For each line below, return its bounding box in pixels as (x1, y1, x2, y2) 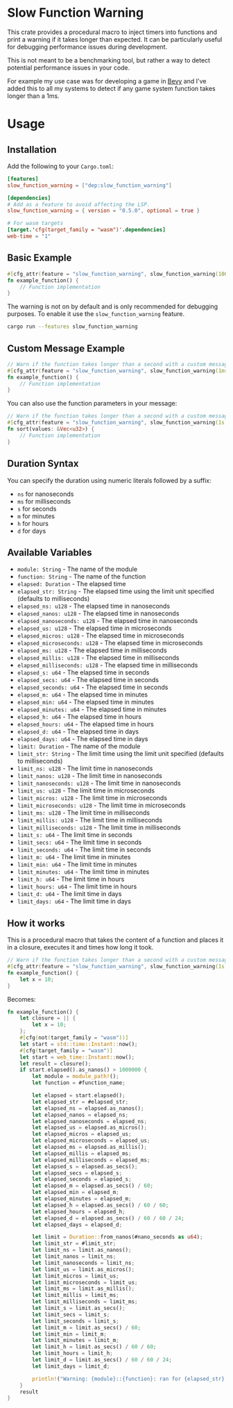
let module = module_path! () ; (32, 1073, 119, 1080)
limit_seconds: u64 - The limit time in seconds (17, 845, 151, 854)
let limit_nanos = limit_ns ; (32, 1253, 116, 1260)
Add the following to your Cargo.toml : (7, 162, 114, 170)
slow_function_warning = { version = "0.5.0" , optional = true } (7, 207, 200, 215)
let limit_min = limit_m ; (32, 1330, 107, 1338)
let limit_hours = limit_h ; (32, 1350, 113, 1357)
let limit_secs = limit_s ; (32, 1311, 110, 1318)
